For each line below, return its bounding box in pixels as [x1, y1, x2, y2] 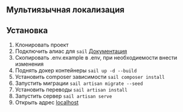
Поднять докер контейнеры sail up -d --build [14, 67, 137, 74]
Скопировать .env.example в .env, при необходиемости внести [14, 54, 178, 61]
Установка [6, 25, 48, 36]
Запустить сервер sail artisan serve [14, 93, 112, 100]
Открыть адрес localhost [14, 99, 79, 106]
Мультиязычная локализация [6, 5, 125, 15]
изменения [14, 60, 44, 68]
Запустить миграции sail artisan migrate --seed [14, 79, 143, 87]
